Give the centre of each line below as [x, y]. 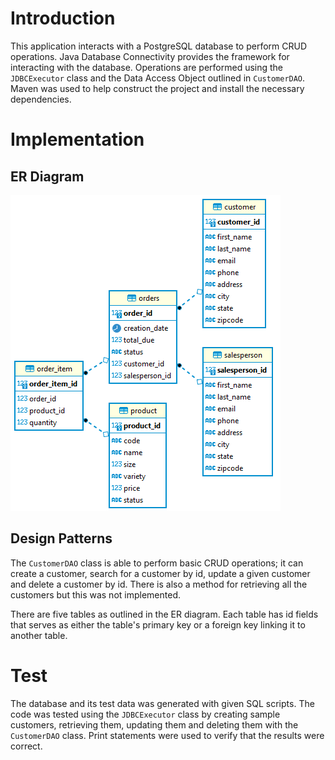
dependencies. [41, 99]
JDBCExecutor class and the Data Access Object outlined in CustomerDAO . [158, 78]
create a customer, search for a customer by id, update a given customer [160, 573]
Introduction [63, 18]
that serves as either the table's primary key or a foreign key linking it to [158, 624]
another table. [39, 635]
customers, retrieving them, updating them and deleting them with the [154, 724]
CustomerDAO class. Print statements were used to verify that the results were [167, 735]
